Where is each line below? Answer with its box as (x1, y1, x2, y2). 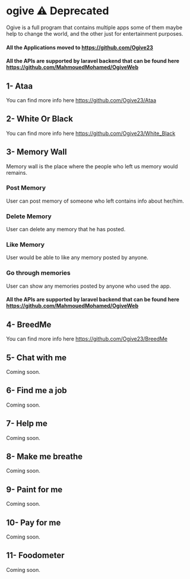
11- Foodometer (6, 550, 65, 561)
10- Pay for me (6, 517, 61, 527)
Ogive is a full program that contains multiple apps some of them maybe (6, 24, 183, 31)
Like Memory (6, 241, 45, 249)
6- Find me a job (6, 385, 67, 396)
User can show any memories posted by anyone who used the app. (6, 282, 171, 289)
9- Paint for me (6, 484, 63, 495)
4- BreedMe (6, 319, 52, 329)
